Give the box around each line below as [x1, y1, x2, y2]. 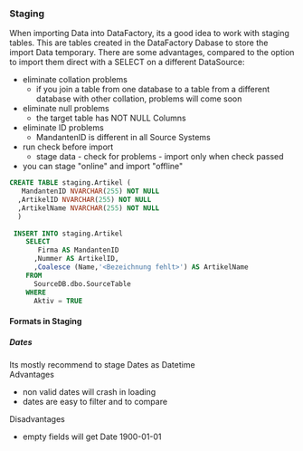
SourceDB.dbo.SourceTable [33, 279, 131, 288]
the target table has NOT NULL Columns [35, 112, 187, 124]
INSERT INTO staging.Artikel [13, 229, 124, 238]
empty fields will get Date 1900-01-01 [22, 431, 162, 442]
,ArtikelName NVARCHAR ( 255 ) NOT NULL [17, 203, 160, 213]
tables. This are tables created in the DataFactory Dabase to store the [9, 37, 269, 48]
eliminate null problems [22, 103, 110, 114]
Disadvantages [9, 413, 65, 424]
